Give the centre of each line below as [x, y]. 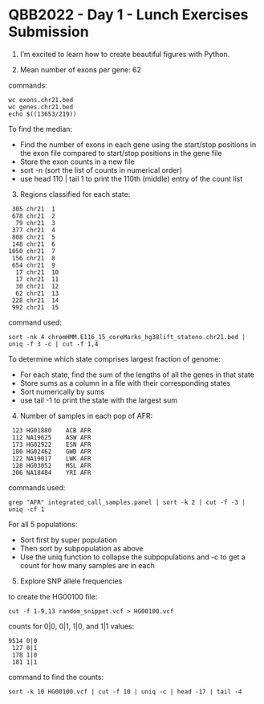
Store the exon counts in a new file [77, 162]
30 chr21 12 [37, 286]
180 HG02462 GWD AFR [51, 452]
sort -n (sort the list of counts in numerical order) [101, 170]
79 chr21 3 [36, 223]
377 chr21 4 [34, 230]
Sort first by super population [69, 539]
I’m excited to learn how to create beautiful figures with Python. [125, 54]
